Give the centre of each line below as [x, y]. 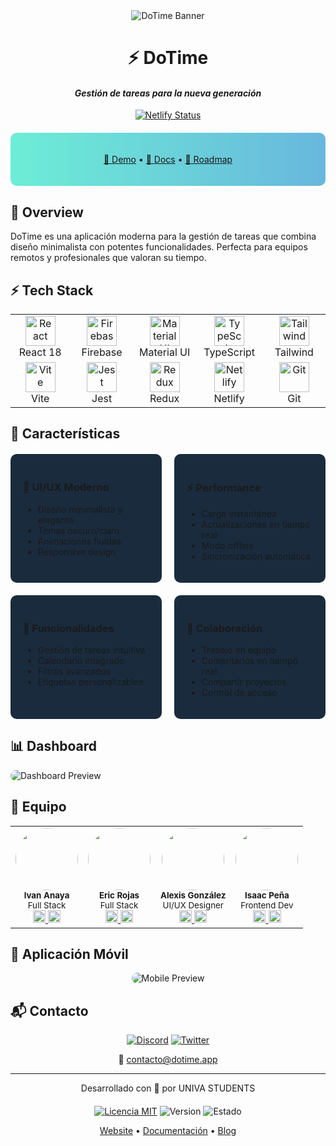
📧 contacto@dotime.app [168, 1060]
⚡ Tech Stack [52, 290]
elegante [55, 520]
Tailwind [294, 352]
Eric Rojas [119, 895]
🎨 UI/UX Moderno [66, 487]
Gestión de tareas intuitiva [91, 650]
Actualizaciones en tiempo [256, 524]
